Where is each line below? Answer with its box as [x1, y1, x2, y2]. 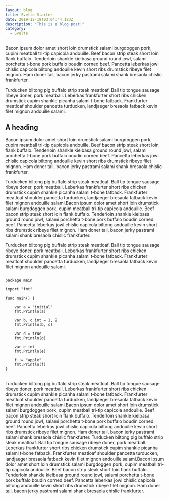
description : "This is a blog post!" [5, 21, 85, 27]
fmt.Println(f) [14, 362, 46, 367]
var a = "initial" [14, 304, 53, 309]
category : [5, 26, 26, 31]
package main [5, 278, 33, 283]
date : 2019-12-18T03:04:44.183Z [5, 17, 73, 22]
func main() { [5, 296, 35, 301]
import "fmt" [5, 286, 33, 292]
